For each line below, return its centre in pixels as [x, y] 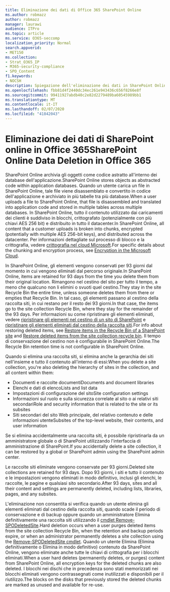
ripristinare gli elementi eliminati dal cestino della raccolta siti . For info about [84, 325]
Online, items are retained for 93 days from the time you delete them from [82, 276]
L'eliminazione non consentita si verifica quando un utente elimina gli [77, 504]
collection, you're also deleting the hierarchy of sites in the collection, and [82, 367]
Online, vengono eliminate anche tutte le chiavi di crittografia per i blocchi [82, 552]
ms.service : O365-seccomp [32, 39]
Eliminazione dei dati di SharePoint [80, 139]
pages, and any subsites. [31, 494]
